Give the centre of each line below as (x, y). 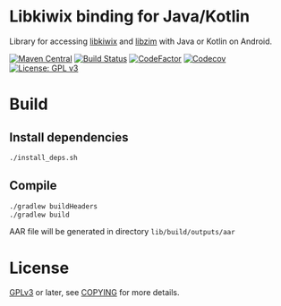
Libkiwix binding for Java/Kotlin (130, 17)
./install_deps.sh (43, 157)
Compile (33, 186)
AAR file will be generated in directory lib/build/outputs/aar (122, 232)
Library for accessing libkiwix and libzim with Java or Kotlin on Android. (141, 41)
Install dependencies (69, 137)
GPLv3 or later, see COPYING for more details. (94, 293)
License (39, 268)
